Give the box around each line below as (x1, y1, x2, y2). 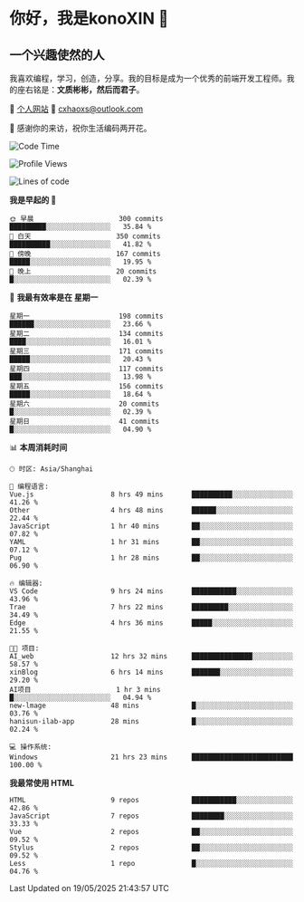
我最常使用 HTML (9, 778, 75, 788)
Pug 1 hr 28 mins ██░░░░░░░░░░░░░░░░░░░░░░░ (9, 553, 294, 562)
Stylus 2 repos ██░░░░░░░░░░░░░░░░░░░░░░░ (9, 843, 294, 852)
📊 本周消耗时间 (9, 442, 68, 453)
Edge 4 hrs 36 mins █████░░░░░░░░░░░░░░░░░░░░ (9, 619, 294, 628)
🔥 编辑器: (9, 579, 43, 588)
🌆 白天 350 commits (9, 232, 161, 241)
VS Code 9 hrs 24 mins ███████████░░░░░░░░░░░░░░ (9, 587, 294, 596)
